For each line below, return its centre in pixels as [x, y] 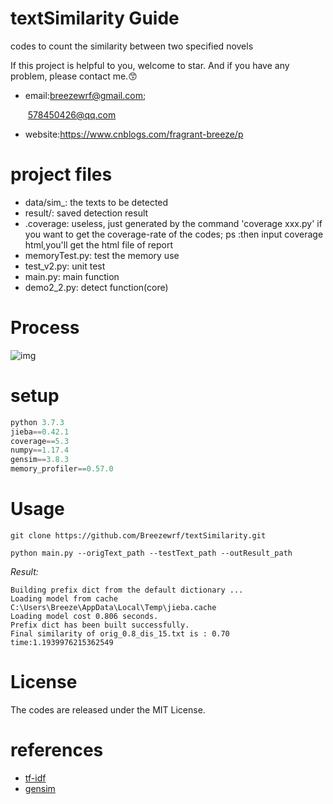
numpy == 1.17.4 [40, 450]
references [57, 750]
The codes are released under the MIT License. [108, 709]
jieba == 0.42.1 [40, 432]
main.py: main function [72, 276]
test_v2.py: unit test [65, 266]
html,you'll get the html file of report [99, 244]
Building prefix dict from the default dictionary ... [127, 590]
